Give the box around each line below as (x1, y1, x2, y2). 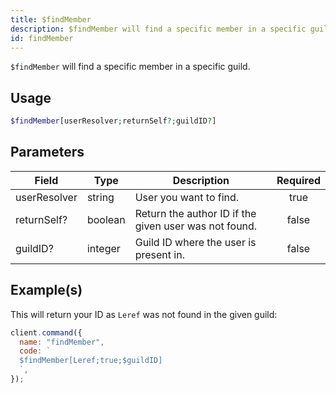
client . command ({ (10, 327, 83, 338)
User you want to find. (134, 190, 240, 204)
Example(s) (10, 282, 83, 299)
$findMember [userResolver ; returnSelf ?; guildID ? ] (10, 116, 217, 126)
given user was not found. (134, 219, 258, 233)
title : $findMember (10, 14, 92, 25)
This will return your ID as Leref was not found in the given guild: (10, 308, 278, 320)
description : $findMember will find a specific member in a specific (10, 24, 307, 34)
